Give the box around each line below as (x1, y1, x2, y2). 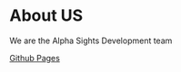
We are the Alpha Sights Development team (9, 35, 173, 46)
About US (9, 5, 84, 26)
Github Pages (9, 52, 61, 63)
